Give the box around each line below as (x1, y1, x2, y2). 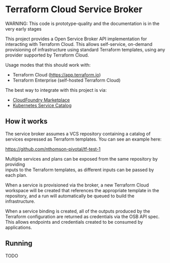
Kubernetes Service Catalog (12, 102, 72, 108)
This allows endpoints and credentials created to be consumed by (5, 219, 143, 225)
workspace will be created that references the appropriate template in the (5, 187, 159, 193)
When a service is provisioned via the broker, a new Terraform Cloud (5, 182, 149, 188)
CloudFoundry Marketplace (12, 97, 70, 103)
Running (5, 239, 33, 248)
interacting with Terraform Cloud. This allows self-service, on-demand (5, 41, 153, 47)
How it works (5, 117, 48, 126)
